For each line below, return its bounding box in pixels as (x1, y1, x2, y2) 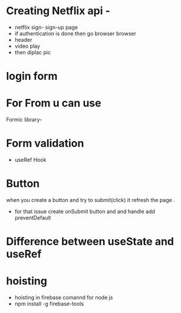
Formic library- (6, 116, 42, 123)
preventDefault (14, 214, 51, 221)
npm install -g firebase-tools (14, 300, 84, 308)
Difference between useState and (6, 235, 175, 249)
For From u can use (6, 96, 101, 110)
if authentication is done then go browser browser (14, 30, 137, 37)
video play (14, 43, 40, 50)
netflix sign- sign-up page (14, 24, 78, 31)
